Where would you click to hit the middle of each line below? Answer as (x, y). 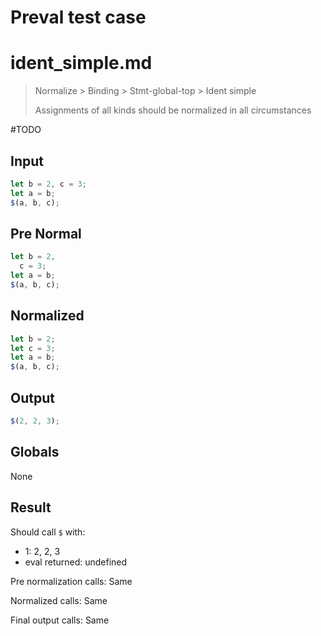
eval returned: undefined (76, 562)
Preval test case (78, 17)
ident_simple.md (81, 63)
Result (31, 507)
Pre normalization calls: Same (71, 581)
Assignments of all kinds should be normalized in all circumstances (173, 110)
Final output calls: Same (60, 620)
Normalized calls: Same (59, 600)
